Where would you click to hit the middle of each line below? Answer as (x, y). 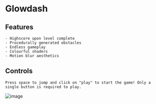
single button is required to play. (43, 87)
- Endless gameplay (25, 47)
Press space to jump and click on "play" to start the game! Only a (78, 83)
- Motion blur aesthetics (32, 56)
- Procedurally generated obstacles (43, 43)
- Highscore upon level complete (40, 38)
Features (19, 27)
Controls (19, 71)
